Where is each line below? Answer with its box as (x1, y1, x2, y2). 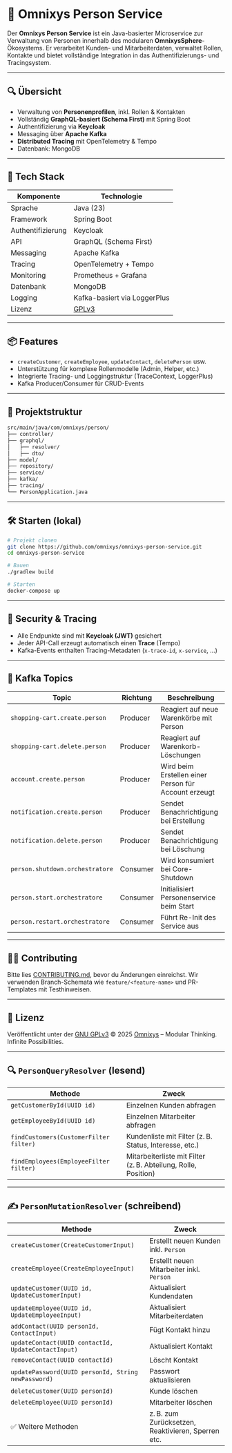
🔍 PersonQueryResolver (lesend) (7, 1065, 146, 1076)
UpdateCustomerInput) (10, 1291, 81, 1299)
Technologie (100, 191, 143, 201)
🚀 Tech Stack (7, 171, 65, 182)
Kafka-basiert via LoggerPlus (73, 293, 170, 303)
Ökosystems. (7, 44, 45, 52)
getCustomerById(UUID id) (10, 1101, 96, 1109)
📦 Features (7, 335, 59, 348)
